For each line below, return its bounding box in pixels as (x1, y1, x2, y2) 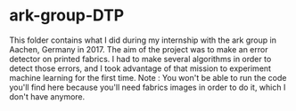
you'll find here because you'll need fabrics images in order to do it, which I (9, 82, 286, 92)
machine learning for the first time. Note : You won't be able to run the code (9, 72, 287, 83)
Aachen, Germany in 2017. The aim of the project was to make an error (9, 44, 268, 54)
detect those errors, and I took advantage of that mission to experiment (9, 63, 272, 74)
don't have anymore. (9, 91, 86, 102)
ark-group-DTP (9, 5, 125, 26)
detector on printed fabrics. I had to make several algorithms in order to (9, 53, 272, 64)
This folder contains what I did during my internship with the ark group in (9, 35, 276, 45)
